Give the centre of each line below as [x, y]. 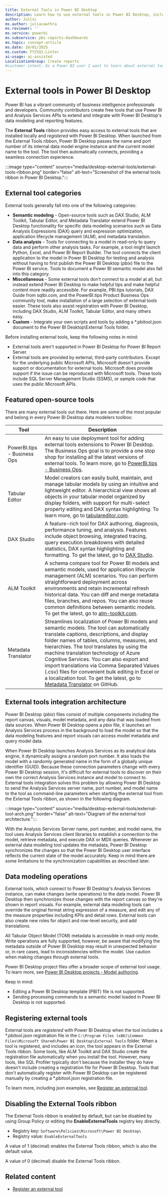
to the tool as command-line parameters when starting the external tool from [84, 793]
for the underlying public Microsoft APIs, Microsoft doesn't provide [81, 363]
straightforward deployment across [86, 582]
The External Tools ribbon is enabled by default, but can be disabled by [79, 1116]
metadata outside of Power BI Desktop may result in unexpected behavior [81, 946]
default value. [19, 1151]
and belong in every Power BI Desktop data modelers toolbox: [69, 417]
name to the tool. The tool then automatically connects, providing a [74, 152]
